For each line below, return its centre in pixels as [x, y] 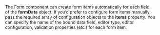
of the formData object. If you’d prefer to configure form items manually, [78, 12]
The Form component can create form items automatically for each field [77, 7]
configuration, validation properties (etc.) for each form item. [66, 27]
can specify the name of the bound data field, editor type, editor [70, 22]
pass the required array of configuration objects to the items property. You [80, 17]
